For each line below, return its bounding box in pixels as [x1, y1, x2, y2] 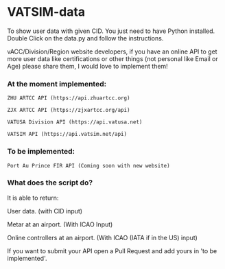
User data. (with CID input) [7, 207, 83, 215]
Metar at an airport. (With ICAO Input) [7, 220, 113, 229]
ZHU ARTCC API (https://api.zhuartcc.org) [7, 95, 130, 102]
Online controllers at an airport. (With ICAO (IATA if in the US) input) [7, 233, 198, 242]
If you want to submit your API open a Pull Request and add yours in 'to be [7, 246, 217, 255]
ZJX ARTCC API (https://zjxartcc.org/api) [7, 107, 130, 114]
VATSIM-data [7, 4, 86, 20]
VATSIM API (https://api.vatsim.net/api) [7, 131, 128, 138]
